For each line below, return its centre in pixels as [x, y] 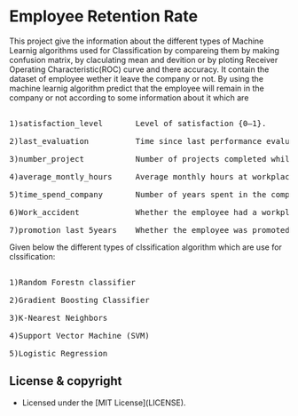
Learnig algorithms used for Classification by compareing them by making [144, 50]
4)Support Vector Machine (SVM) [79, 336]
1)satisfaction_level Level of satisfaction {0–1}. [138, 123]
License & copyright [66, 381]
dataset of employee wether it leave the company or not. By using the [137, 78]
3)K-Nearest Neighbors [59, 318]
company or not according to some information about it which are [129, 97]
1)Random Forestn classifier [72, 282]
